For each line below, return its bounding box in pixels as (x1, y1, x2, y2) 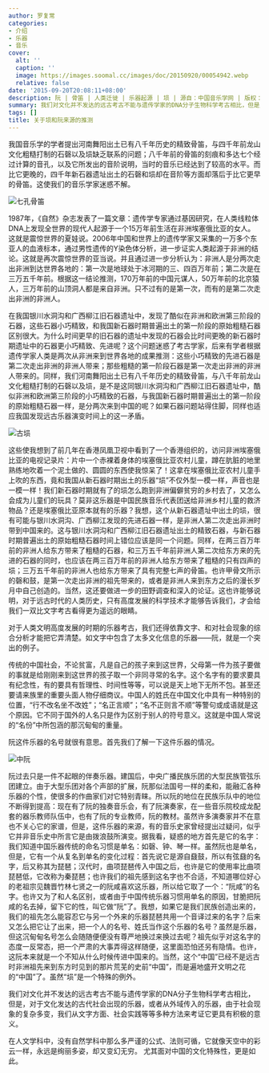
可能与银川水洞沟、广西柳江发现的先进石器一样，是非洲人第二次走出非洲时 (14, 515, 261, 525)
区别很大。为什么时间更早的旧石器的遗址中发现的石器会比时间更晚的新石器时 (8, 331, 261, 340)
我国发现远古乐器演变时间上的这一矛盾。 (14, 411, 149, 421)
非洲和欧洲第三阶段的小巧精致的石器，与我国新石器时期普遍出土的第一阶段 (14, 391, 261, 400)
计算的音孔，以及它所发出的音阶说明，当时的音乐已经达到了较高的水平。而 (14, 159, 261, 169)
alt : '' (15, 57, 42, 65)
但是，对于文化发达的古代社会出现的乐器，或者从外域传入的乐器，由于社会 (8, 998, 254, 1008)
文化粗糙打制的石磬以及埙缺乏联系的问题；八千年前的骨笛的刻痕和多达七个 (8, 149, 254, 159)
